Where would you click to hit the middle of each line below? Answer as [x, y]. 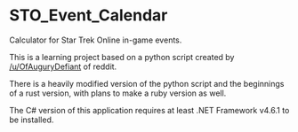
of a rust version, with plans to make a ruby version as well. [118, 93]
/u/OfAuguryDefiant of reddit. [63, 66]
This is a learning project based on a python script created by [122, 57]
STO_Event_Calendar [89, 16]
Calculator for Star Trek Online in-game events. [96, 40]
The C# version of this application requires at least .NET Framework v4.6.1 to [149, 110]
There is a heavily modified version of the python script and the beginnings [147, 83]
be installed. [32, 120]
